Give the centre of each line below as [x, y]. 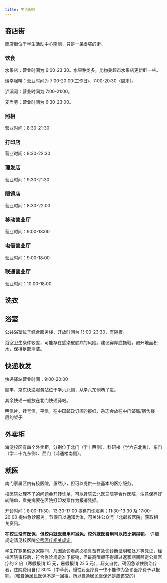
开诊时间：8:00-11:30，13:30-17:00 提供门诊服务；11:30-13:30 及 [71, 511]
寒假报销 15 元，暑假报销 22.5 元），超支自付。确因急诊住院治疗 [92, 563]
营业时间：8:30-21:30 [27, 128]
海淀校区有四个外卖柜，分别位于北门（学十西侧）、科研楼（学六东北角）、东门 [83, 447]
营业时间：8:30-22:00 [28, 205]
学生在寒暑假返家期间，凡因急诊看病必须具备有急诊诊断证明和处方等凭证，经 [83, 551]
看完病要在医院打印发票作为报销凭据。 [61, 500]
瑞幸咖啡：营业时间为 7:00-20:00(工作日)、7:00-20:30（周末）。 [71, 81]
